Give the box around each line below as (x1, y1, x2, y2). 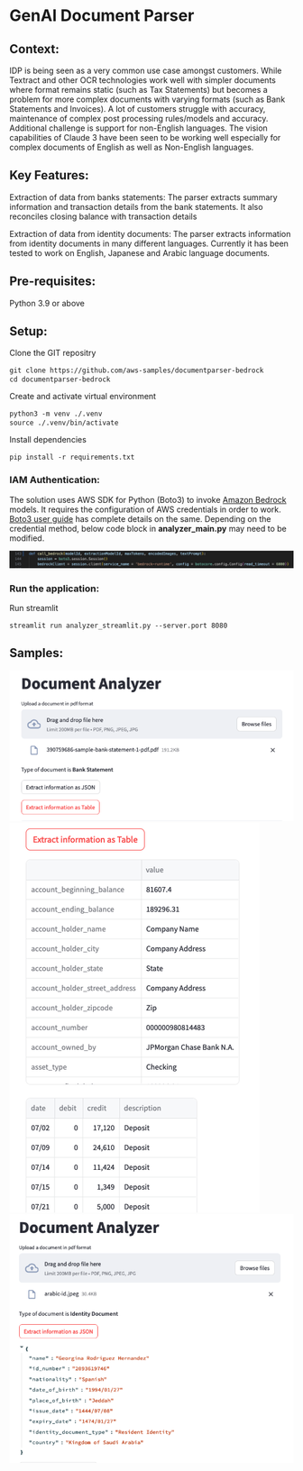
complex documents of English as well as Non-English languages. (9, 142, 254, 152)
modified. (9, 533, 45, 544)
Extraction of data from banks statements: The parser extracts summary (9, 191, 278, 203)
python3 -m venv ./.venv (9, 409, 103, 419)
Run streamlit (9, 603, 59, 614)
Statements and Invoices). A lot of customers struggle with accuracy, (9, 104, 266, 114)
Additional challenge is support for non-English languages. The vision (9, 123, 268, 133)
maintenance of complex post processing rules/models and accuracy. (9, 114, 269, 123)
